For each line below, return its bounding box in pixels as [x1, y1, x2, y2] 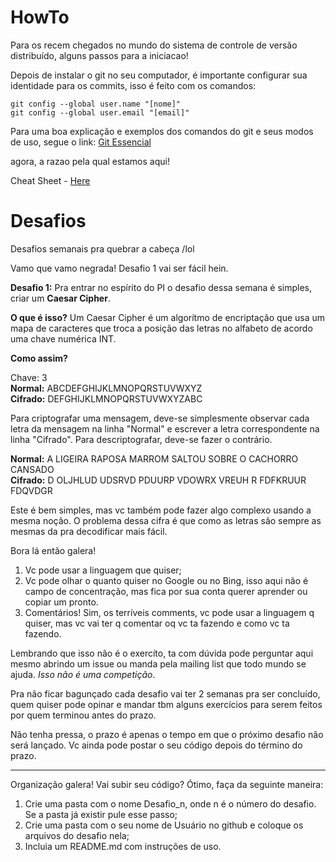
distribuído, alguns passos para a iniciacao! [10, 49, 189, 61]
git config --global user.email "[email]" [10, 107, 190, 118]
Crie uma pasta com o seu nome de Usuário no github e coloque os [24, 819, 304, 831]
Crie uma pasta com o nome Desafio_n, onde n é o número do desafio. [24, 797, 317, 810]
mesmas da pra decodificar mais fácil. [10, 525, 168, 537]
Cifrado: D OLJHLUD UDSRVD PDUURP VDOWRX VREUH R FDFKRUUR [10, 474, 307, 486]
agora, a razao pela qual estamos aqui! [10, 155, 170, 167]
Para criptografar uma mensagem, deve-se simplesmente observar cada [10, 412, 310, 424]
